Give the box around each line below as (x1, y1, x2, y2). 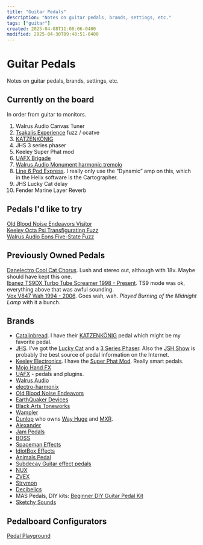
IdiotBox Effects (15, 447, 55, 454)
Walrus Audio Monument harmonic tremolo (15, 161, 123, 168)
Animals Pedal (15, 454, 51, 461)
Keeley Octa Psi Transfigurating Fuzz (7, 226, 99, 234)
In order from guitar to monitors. (7, 110, 87, 118)
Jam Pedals (15, 428, 45, 435)
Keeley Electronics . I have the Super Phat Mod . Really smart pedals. (15, 357, 184, 365)
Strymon (15, 479, 37, 486)
